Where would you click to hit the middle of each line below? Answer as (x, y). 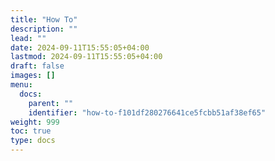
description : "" (44, 29)
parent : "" (51, 103)
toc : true (31, 131)
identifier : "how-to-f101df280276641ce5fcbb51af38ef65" (147, 112)
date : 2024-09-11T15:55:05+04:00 (80, 47)
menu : (21, 85)
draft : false (37, 66)
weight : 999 (35, 122)
